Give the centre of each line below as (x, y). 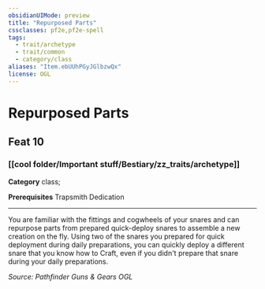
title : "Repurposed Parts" (52, 23)
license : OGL (30, 74)
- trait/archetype (46, 45)
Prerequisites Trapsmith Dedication (66, 197)
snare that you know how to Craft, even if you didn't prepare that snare (123, 253)
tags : (17, 37)
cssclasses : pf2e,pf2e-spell (56, 30)
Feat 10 (26, 142)
